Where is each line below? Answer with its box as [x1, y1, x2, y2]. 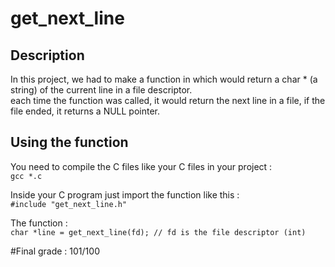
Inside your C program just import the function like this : [10, 188, 240, 201]
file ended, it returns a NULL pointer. [10, 105, 161, 117]
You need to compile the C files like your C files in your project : [10, 160, 273, 172]
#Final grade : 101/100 [10, 245, 100, 257]
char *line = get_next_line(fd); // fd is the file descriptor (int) [10, 227, 307, 237]
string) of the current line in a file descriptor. [10, 84, 193, 96]
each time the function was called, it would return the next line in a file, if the [10, 95, 326, 106]
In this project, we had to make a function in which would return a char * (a [10, 73, 318, 85]
